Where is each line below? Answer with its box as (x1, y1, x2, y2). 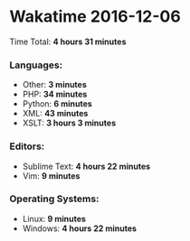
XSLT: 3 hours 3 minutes (22, 117, 116, 128)
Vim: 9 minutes (22, 170, 81, 181)
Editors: (9, 140, 45, 153)
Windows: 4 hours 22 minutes (22, 223, 138, 234)
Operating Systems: (9, 192, 100, 205)
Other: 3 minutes (22, 79, 88, 90)
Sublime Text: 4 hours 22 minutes (22, 161, 151, 171)
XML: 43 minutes (22, 108, 89, 119)
